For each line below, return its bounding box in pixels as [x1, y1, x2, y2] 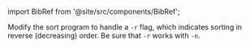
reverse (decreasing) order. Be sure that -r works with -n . [7, 31, 200, 40]
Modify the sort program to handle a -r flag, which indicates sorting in [7, 22, 243, 31]
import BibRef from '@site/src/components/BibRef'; [7, 7, 180, 16]
